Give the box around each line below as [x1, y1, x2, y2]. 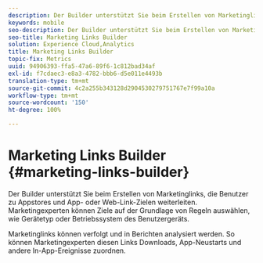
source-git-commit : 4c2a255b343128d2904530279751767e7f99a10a [8, 84, 215, 92]
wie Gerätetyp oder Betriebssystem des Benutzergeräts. [8, 214, 190, 223]
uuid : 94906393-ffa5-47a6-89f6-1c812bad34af [8, 63, 156, 70]
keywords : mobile [8, 19, 65, 27]
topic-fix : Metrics [8, 56, 72, 63]
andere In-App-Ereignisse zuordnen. [8, 246, 127, 255]
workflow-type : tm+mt [8, 92, 79, 99]
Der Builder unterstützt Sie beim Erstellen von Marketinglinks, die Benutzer [8, 189, 249, 198]
